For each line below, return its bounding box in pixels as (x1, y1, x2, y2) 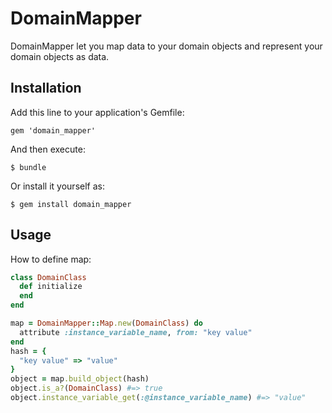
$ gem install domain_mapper (10, 199, 132, 209)
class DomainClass (10, 272, 87, 282)
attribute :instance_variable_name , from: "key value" (19, 327, 253, 337)
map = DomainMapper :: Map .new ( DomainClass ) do (10, 318, 203, 329)
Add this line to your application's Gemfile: (10, 106, 185, 118)
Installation (10, 80, 82, 97)
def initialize (19, 282, 83, 292)
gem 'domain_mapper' (10, 125, 97, 136)
